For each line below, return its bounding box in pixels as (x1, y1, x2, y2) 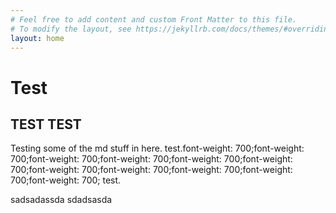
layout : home (10, 33, 65, 43)
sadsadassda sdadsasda (10, 194, 113, 206)
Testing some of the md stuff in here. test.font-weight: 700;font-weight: (10, 142, 305, 155)
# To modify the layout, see (10, 24, 132, 34)
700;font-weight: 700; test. (10, 174, 122, 186)
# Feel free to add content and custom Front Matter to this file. (10, 14, 298, 25)
